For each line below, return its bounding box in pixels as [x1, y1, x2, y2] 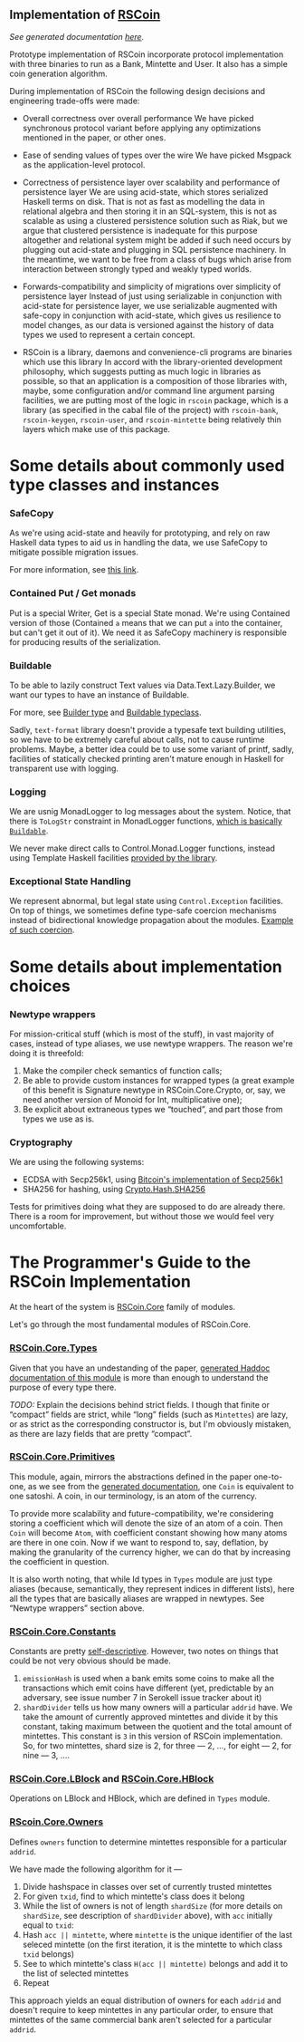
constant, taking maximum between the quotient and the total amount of [22, 1721, 292, 1732]
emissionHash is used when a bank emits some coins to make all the [22, 1673, 275, 1684]
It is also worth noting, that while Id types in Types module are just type [9, 1574, 273, 1584]
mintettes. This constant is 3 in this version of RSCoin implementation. [22, 1730, 283, 1742]
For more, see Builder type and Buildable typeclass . [9, 707, 202, 718]
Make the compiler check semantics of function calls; [22, 1064, 223, 1076]
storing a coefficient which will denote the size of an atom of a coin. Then [9, 1517, 283, 1528]
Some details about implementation [9, 956, 283, 977]
